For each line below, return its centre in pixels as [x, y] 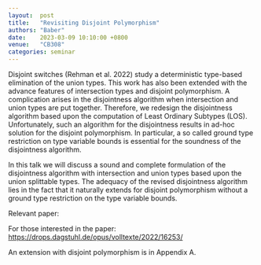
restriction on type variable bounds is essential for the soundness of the [125, 141]
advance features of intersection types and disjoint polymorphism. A [119, 91]
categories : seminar [42, 52]
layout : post [31, 15]
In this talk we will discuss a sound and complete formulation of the [117, 165]
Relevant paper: [34, 213]
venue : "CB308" [37, 45]
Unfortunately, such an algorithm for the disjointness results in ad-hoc [121, 124]
